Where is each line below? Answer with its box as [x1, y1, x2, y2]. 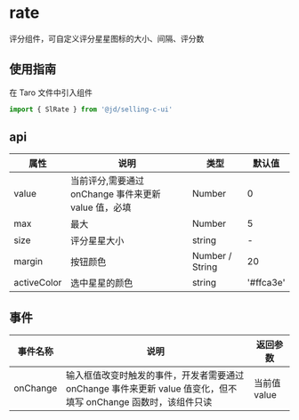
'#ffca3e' [246, 277, 286, 289]
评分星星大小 [70, 235, 125, 247]
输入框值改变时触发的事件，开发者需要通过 [65, 369, 245, 382]
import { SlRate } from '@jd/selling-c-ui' [9, 105, 174, 114]
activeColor [13, 277, 62, 289]
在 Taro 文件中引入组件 [9, 87, 93, 98]
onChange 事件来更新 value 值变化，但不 [65, 383, 238, 395]
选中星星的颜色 [70, 277, 133, 289]
